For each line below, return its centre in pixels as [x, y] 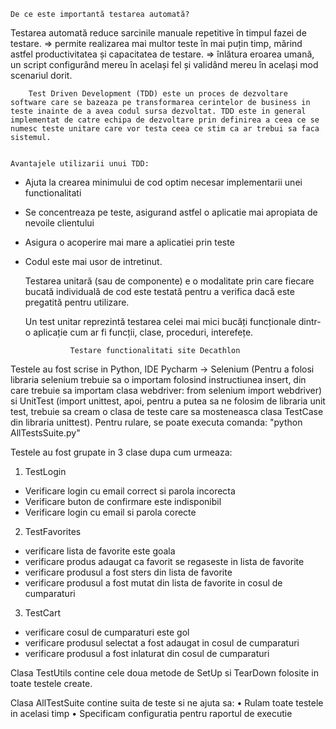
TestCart [43, 613]
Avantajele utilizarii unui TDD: [80, 164]
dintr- [310, 321]
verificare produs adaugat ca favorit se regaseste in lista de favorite [164, 561]
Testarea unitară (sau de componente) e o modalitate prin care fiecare [169, 281]
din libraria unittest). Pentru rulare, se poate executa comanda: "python [156, 422]
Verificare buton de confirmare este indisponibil [123, 501]
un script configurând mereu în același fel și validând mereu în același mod [164, 64]
